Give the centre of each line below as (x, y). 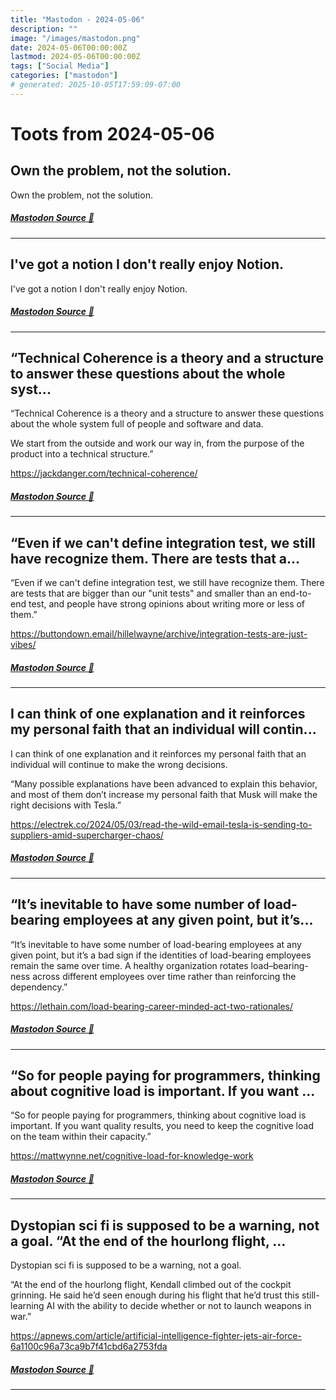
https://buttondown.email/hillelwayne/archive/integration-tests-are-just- (159, 634)
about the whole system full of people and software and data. (137, 424)
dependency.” (39, 987)
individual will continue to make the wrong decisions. (119, 764)
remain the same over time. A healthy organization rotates (129, 965)
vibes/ (23, 645)
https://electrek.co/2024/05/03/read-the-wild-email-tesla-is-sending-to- (161, 824)
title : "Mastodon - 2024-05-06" (77, 19)
